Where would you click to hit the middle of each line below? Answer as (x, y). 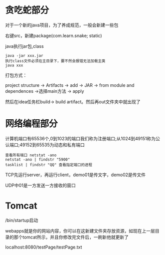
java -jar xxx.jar (24, 55)
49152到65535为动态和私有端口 (52, 145)
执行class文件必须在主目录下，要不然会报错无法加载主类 (55, 61)
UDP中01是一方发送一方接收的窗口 (40, 185)
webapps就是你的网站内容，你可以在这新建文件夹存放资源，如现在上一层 (80, 231)
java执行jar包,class (24, 46)
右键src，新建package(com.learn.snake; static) (54, 35)
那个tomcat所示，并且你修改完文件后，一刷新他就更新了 (71, 237)
